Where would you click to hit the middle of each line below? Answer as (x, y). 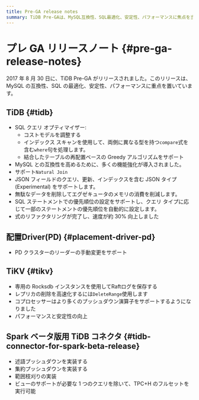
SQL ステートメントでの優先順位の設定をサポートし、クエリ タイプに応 (102, 202)
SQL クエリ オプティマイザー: (51, 128)
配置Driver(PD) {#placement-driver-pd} (81, 237)
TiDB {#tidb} (30, 112)
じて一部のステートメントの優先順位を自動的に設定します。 (87, 209)
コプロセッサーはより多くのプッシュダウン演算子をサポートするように (100, 301)
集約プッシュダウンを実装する (51, 369)
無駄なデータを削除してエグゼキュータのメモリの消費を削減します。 (97, 194)
